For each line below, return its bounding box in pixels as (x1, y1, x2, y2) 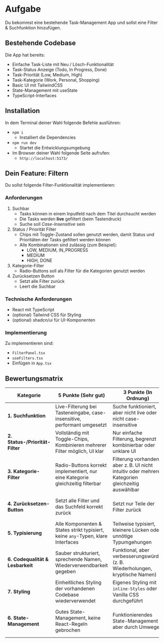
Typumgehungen (112, 539, 152, 546)
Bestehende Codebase (5, 39, 76, 47)
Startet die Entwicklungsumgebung (19, 145, 90, 150)
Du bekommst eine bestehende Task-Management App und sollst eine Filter (5, 20, 158, 25)
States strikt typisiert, (55, 527, 104, 534)
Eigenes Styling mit (112, 579, 157, 586)
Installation (5, 107, 40, 115)
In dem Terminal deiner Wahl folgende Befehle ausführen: (5, 120, 121, 126)
